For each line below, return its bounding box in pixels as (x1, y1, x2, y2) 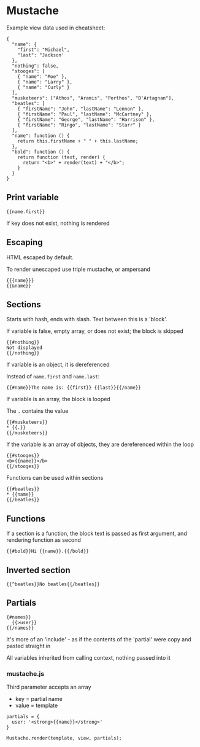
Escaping (6, 237, 43, 248)
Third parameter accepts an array (6, 683, 91, 691)
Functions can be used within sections (6, 474, 104, 482)
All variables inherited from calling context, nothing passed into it (6, 654, 171, 661)
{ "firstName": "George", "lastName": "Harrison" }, (17, 116, 155, 123)
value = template (15, 702, 58, 710)
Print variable (6, 192, 60, 203)
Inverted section (6, 565, 71, 575)
